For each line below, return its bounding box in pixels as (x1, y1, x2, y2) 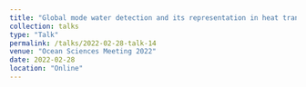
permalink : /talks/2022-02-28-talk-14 (9, 38, 157, 48)
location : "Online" (9, 64, 84, 73)
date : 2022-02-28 (9, 55, 76, 64)
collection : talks (9, 22, 79, 31)
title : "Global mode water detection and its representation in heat (9, 13, 280, 23)
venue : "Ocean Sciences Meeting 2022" (9, 47, 157, 56)
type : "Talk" (9, 30, 59, 39)
